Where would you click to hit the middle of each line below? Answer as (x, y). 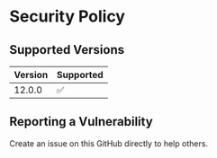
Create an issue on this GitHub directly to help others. (109, 143)
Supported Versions (67, 50)
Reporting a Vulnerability (81, 122)
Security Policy (68, 17)
